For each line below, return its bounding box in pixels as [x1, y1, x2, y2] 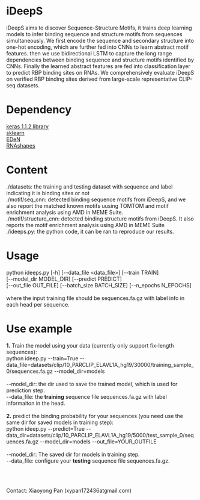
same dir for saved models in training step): [6, 419, 114, 426]
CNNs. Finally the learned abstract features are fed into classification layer [6, 62, 190, 70]
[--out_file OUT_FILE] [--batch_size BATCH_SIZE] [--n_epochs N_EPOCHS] [6, 281, 192, 289]
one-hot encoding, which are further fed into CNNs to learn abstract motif [6, 43, 189, 51]
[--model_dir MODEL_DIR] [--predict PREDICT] [6, 275, 122, 283]
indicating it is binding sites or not [6, 189, 90, 196]
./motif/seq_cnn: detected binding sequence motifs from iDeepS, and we [6, 196, 186, 203]
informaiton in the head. [6, 399, 65, 407]
